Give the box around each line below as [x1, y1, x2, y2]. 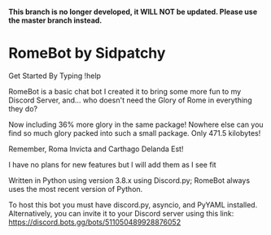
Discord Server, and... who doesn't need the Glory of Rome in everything [8, 95, 252, 105]
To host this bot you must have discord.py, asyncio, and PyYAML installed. [8, 199, 258, 210]
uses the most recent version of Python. [8, 184, 143, 194]
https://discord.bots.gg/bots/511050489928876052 [8, 217, 181, 227]
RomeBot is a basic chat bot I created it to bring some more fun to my [8, 86, 242, 96]
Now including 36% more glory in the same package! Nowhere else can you [8, 120, 264, 129]
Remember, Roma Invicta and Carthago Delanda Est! [8, 144, 184, 154]
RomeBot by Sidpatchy [8, 44, 166, 63]
